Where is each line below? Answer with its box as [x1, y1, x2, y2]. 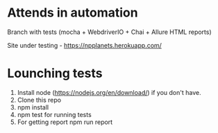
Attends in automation [7, 5, 138, 21]
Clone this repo [17, 96, 61, 104]
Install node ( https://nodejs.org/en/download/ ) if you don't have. [17, 88, 201, 96]
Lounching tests [7, 66, 103, 81]
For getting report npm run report [17, 118, 113, 126]
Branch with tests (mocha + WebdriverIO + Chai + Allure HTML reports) [7, 28, 212, 36]
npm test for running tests [17, 110, 92, 118]
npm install [17, 103, 49, 112]
